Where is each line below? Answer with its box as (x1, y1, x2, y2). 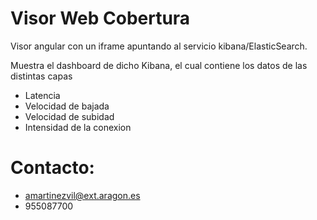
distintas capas (10, 70, 73, 82)
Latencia (24, 89, 61, 101)
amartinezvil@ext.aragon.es (24, 189, 141, 201)
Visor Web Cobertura (10, 7, 191, 30)
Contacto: (10, 157, 95, 179)
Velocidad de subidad (24, 110, 115, 122)
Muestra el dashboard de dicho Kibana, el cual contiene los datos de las (10, 59, 308, 71)
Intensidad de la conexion (24, 121, 132, 133)
